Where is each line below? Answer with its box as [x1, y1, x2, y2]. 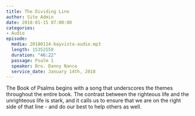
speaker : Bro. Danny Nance [11, 63, 78, 69]
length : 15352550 [11, 47, 54, 53]
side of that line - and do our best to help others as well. [6, 103, 142, 110]
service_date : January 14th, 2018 [11, 69, 96, 74]
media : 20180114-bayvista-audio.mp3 [11, 42, 101, 47]
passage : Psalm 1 [11, 57, 54, 63]
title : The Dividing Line [6, 8, 69, 15]
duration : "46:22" [11, 52, 57, 58]
